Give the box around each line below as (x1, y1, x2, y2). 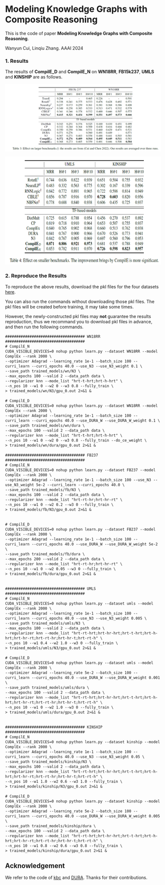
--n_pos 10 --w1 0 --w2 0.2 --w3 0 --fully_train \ (5, 502, 114, 507)
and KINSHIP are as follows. (5, 74, 63, 80)
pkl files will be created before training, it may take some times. (5, 304, 134, 310)
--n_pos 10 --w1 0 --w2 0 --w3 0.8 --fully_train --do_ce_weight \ (5, 438, 147, 443)
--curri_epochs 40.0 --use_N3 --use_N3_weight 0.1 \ (31, 363, 142, 369)
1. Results (5, 57, 29, 64)
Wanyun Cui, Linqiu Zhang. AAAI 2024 (5, 45, 83, 51)
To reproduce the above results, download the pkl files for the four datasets (5, 283, 159, 290)
